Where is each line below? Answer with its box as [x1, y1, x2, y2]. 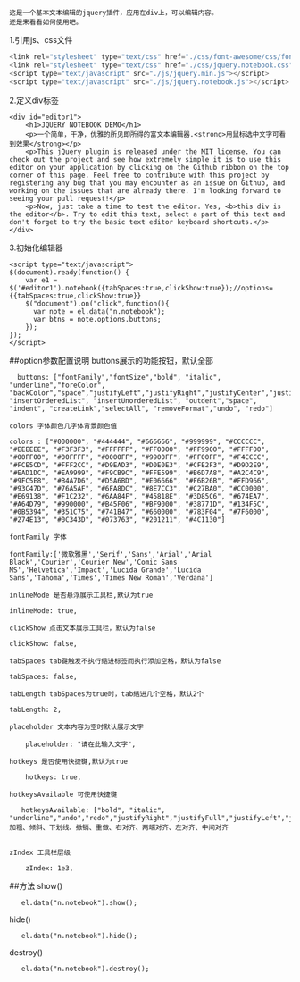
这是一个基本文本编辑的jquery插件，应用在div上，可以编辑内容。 [9, 8, 219, 17]
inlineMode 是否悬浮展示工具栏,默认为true [9, 591, 154, 600]
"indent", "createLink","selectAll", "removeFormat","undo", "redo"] [9, 404, 274, 413]
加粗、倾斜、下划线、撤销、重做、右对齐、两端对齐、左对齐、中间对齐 [9, 823, 229, 832]
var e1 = [25, 275, 58, 284]
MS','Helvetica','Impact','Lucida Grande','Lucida [9, 566, 202, 575]
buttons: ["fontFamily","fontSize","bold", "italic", [17, 373, 221, 382]
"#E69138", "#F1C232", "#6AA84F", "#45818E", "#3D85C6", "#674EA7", [9, 491, 270, 500]
